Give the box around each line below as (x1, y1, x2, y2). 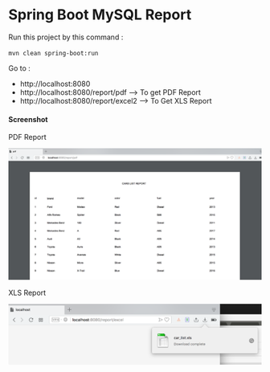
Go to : (8, 63, 31, 73)
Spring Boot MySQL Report (8, 6, 192, 24)
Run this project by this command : (8, 32, 124, 42)
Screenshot (8, 114, 48, 124)
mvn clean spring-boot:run (8, 49, 99, 57)
